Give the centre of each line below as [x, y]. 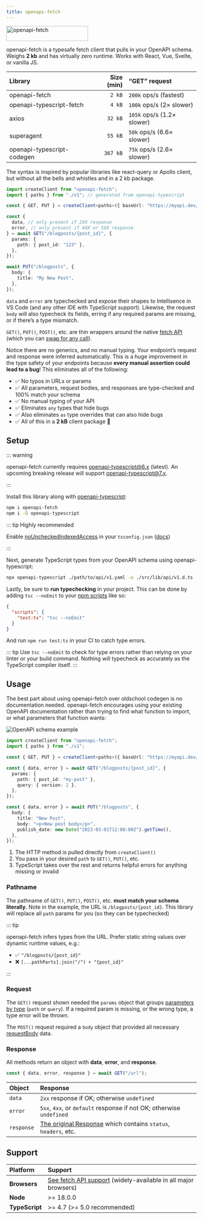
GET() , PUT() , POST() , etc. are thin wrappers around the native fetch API [95, 332]
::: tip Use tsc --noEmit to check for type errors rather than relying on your [99, 652]
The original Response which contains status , [105, 1124]
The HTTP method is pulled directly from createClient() [85, 852]
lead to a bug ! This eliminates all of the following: [67, 369]
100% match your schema [47, 394]
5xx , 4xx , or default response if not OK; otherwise [110, 1108]
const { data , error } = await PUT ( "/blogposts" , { [72, 807]
